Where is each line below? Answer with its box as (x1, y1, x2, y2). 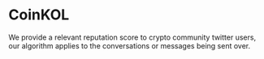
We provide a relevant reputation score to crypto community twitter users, (8, 32, 257, 42)
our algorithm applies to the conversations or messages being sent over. (8, 40, 250, 50)
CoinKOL (8, 6, 70, 24)
